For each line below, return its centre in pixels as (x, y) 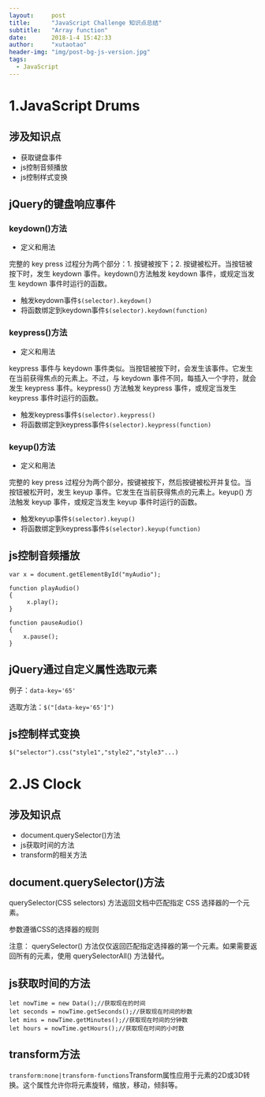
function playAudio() (45, 588)
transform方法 (45, 1055)
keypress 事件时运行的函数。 (56, 397)
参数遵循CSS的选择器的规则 (54, 929)
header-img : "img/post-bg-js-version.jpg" (80, 52)
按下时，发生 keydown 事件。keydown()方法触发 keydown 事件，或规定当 (128, 274)
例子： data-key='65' (43, 690)
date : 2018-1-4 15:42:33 (60, 37)
